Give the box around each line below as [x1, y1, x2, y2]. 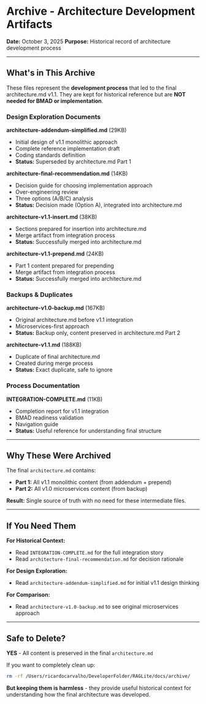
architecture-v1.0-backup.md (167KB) [6, 304, 105, 311]
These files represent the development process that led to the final [6, 84, 177, 92]
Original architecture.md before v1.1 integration [15, 316, 134, 324]
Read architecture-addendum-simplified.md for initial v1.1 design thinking [15, 579, 200, 587]
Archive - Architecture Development [6, 4, 196, 18]
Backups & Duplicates [6, 290, 74, 299]
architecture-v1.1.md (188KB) [6, 341, 82, 348]
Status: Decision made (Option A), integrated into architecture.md [15, 201, 182, 209]
